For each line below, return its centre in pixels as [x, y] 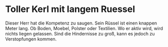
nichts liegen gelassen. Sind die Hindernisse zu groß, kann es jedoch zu [80, 33]
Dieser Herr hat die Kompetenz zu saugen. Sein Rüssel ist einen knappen [81, 23]
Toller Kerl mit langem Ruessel [70, 9]
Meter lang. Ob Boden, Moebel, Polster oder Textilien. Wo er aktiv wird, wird [84, 28]
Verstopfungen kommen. [31, 39]
